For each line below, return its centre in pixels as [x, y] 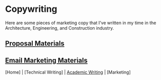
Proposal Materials [35, 44]
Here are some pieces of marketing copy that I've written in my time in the [81, 23]
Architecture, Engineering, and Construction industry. [59, 28]
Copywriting [31, 9]
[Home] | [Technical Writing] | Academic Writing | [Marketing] [68, 72]
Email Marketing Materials [46, 60]
